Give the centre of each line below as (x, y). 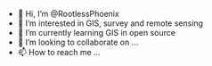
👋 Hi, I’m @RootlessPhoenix (69, 14)
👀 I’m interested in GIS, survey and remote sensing (110, 23)
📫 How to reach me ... (59, 52)
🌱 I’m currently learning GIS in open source (97, 33)
